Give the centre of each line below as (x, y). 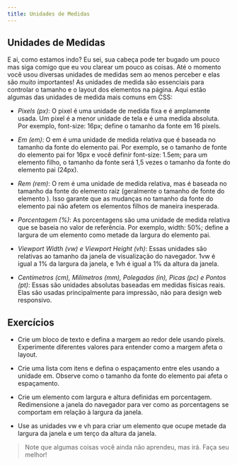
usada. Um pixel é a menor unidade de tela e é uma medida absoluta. (118, 118)
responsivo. (35, 300)
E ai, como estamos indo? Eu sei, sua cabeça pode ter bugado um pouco (114, 60)
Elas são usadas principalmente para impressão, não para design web (120, 293)
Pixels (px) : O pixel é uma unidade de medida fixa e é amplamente (114, 111)
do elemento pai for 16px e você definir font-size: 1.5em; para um (112, 155)
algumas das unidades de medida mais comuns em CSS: (90, 97)
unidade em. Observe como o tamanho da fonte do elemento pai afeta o (123, 376)
